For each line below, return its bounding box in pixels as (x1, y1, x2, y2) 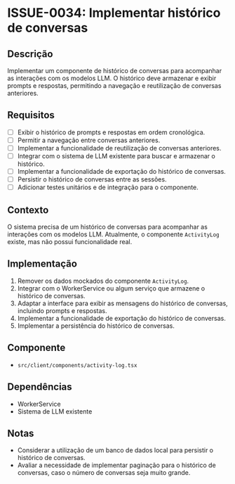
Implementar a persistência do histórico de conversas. (17, 321, 175, 330)
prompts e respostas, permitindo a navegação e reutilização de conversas (7, 82, 222, 89)
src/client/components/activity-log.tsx (17, 362, 137, 369)
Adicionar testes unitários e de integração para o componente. (17, 183, 199, 191)
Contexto (7, 204, 49, 216)
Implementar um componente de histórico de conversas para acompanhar (7, 67, 222, 75)
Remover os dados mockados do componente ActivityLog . (17, 276, 189, 285)
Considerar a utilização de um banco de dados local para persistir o (17, 446, 214, 454)
